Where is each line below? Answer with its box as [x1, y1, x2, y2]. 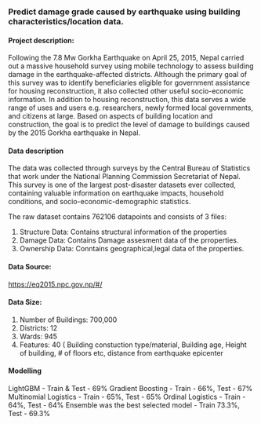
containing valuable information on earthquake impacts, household [8, 188, 224, 198]
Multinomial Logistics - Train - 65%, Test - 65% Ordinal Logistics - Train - [8, 392, 246, 401]
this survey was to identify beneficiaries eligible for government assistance [8, 78, 251, 88]
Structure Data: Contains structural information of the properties [19, 227, 227, 237]
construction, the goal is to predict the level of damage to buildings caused [8, 120, 250, 130]
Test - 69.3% [8, 408, 51, 418]
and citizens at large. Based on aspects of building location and [8, 111, 213, 121]
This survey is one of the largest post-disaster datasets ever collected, [8, 180, 237, 190]
